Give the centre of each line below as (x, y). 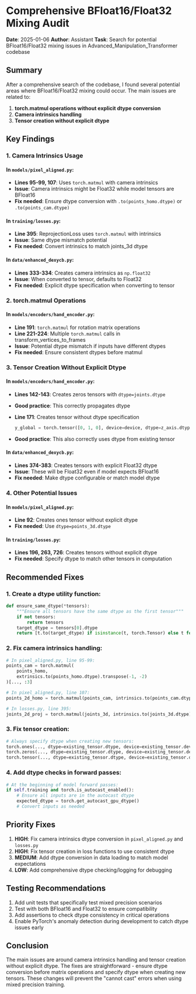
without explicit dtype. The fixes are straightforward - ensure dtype (87, 966)
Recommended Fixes (45, 577)
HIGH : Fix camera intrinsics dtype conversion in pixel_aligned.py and (99, 839)
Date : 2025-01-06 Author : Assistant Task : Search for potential (81, 39)
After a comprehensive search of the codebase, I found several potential (93, 84)
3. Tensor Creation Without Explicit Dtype (66, 367)
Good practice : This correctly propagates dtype (72, 406)
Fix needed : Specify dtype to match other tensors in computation (93, 559)
